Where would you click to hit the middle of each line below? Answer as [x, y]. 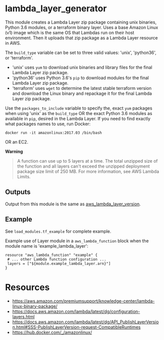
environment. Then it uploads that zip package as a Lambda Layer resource [82, 38]
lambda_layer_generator [56, 9]
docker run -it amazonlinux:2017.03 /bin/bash [54, 133]
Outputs [18, 192]
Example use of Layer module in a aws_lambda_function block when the [77, 241]
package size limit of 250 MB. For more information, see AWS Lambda [88, 171]
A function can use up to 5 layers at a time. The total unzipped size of [87, 161]
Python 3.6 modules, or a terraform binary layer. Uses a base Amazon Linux [82, 27]
